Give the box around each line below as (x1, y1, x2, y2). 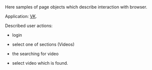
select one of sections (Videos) (12, 42, 75, 47)
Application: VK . (5, 14, 37, 19)
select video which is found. (12, 60, 69, 66)
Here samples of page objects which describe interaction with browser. (5, 4, 148, 10)
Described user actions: (5, 23, 53, 28)
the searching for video (12, 51, 59, 56)
